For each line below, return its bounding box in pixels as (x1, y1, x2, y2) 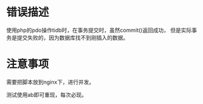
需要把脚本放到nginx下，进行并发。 (6, 78, 95, 85)
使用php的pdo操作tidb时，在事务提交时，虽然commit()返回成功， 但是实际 (6, 26, 192, 34)
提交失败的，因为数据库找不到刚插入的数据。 (16, 34, 128, 41)
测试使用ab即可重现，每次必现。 (6, 91, 87, 98)
